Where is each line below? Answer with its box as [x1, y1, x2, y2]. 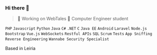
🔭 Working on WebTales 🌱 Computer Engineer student [17, 16, 129, 22]
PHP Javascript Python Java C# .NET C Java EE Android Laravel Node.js [5, 26, 147, 31]
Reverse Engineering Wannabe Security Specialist [5, 37, 110, 42]
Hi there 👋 [5, 4, 30, 11]
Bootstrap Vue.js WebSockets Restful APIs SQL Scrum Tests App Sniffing [5, 32, 153, 37]
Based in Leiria [5, 46, 36, 52]
